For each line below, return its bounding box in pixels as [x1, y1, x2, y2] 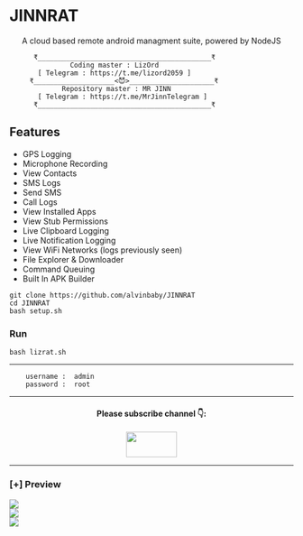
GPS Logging [22, 148, 72, 159]
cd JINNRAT [9, 299, 50, 308]
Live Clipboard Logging [22, 225, 110, 236]
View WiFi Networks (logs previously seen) [22, 245, 183, 255]
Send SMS [22, 187, 62, 198]
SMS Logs [22, 177, 61, 188]
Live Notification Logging [22, 235, 116, 245]
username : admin [25, 372, 95, 382]
